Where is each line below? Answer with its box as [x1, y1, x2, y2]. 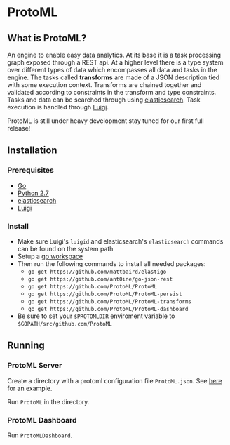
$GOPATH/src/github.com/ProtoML [17, 320, 112, 327]
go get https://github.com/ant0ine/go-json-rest [27, 275, 173, 283]
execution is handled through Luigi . [7, 103, 109, 111]
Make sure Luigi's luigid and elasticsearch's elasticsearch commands [17, 237, 224, 246]
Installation [7, 145, 57, 157]
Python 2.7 [17, 189, 49, 197]
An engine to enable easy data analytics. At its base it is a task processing [7, 51, 222, 59]
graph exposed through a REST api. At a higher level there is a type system [7, 58, 224, 67]
